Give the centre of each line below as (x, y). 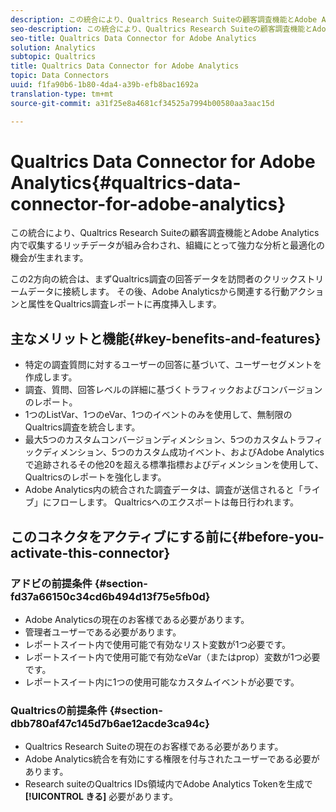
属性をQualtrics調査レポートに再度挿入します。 (124, 304)
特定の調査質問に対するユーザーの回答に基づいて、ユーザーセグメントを (173, 365)
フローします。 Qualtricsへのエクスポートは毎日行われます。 (175, 502)
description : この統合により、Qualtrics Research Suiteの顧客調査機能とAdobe (164, 19)
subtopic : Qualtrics (53, 57)
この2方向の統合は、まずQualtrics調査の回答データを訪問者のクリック (154, 279)
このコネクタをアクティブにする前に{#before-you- (167, 536)
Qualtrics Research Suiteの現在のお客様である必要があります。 (154, 747)
